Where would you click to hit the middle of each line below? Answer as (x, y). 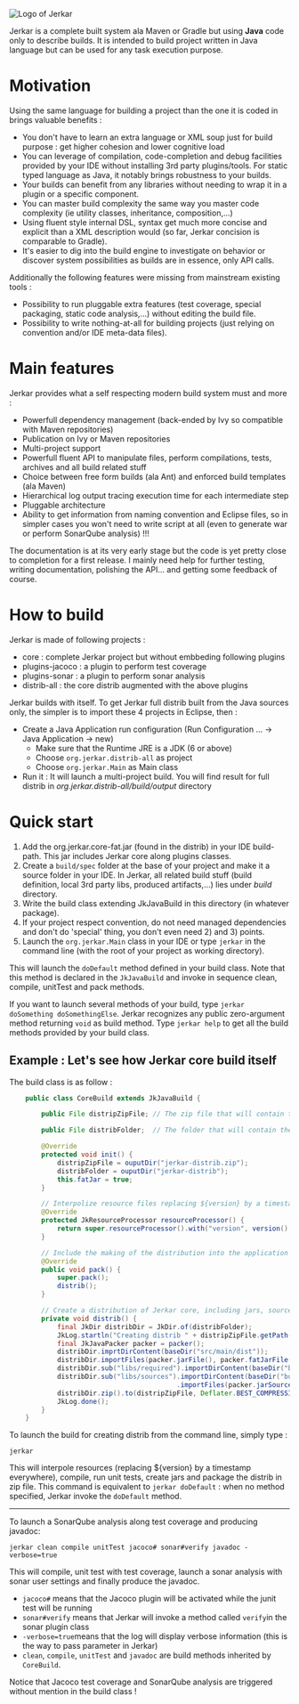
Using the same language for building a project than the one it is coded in (144, 110)
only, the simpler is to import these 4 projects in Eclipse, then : (123, 711)
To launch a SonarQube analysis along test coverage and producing (133, 1521)
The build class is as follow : (61, 1082)
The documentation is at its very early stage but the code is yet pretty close (148, 550)
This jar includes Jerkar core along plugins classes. (137, 856)
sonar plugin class (56, 1627)
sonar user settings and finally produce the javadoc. (105, 1581)
